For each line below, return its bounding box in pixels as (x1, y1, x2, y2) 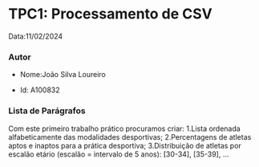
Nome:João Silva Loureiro (19, 70, 106, 79)
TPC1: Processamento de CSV (8, 5, 212, 23)
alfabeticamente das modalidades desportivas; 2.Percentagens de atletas (8, 132, 252, 141)
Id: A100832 (19, 85, 60, 95)
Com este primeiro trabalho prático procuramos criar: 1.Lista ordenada (8, 124, 241, 133)
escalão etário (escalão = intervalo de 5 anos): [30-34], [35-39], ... (8, 149, 229, 159)
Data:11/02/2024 (8, 31, 63, 41)
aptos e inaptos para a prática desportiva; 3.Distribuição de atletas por (8, 141, 242, 150)
